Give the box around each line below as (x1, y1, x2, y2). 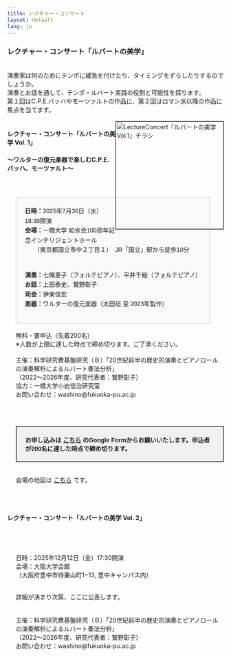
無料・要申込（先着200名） (16, 332, 94, 340)
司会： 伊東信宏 (25, 290, 67, 298)
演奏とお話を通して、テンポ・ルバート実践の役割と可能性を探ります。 (7, 88, 205, 96)
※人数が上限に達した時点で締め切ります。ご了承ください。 (16, 340, 182, 348)
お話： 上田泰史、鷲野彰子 (25, 281, 98, 289)
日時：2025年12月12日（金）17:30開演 (16, 553, 124, 561)
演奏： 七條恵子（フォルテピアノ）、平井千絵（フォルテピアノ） (25, 271, 201, 279)
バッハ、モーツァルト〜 (7, 164, 74, 172)
